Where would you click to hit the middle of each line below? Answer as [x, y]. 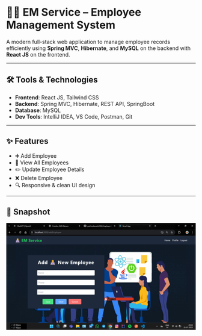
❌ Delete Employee [39, 178]
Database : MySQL [38, 110]
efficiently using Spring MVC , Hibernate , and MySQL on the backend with [99, 48]
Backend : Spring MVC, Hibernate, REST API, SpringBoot [85, 104]
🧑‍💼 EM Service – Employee [74, 12]
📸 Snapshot [28, 212]
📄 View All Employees [42, 163]
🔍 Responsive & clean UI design [55, 185]
